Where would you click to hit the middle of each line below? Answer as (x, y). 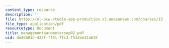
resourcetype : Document (30, 28)
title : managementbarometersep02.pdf (45, 33)
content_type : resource (30, 10)
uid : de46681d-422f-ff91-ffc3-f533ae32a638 (52, 38)
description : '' (22, 14)
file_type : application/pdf (35, 24)
